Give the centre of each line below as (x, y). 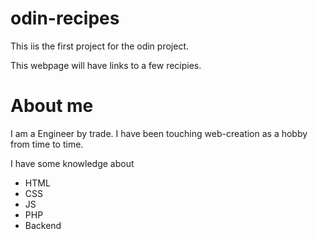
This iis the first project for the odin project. (99, 46)
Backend (43, 225)
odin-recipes (65, 18)
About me (52, 106)
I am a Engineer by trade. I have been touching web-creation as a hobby (159, 133)
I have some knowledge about (72, 163)
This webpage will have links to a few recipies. (106, 65)
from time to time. (47, 144)
